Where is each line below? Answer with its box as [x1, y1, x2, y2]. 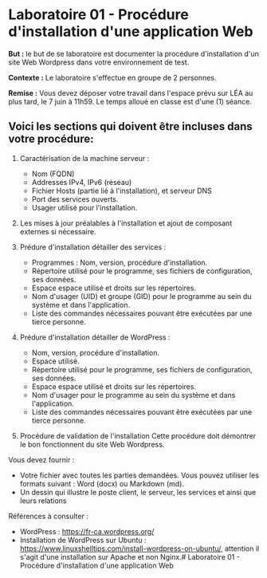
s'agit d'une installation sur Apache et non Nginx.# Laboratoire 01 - [19, 552, 241, 561]
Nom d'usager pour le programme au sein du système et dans [31, 390, 236, 399]
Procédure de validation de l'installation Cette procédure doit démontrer [19, 431, 257, 440]
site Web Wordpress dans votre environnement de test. [8, 57, 190, 67]
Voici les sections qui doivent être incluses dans [8, 120, 253, 133]
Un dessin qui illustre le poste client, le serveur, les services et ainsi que [19, 487, 257, 497]
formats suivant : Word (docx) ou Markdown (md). [19, 478, 185, 488]
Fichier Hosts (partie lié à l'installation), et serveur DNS [31, 186, 213, 195]
